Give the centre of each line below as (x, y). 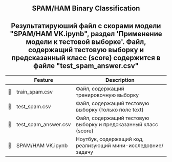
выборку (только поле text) (110, 110)
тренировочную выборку (107, 95)
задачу (85, 152)
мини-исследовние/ (138, 146)
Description (120, 80)
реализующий (93, 146)
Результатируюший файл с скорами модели (86, 26)
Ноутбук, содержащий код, (110, 139)
